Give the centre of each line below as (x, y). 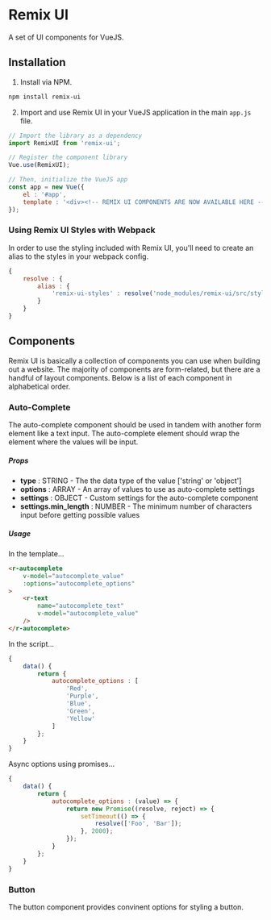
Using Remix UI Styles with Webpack (82, 230)
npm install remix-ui (45, 97)
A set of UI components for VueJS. (66, 37)
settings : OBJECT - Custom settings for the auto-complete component (139, 498)
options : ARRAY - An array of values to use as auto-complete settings (138, 489)
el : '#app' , (45, 194)
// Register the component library (68, 158)
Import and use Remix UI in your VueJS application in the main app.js (135, 112)
